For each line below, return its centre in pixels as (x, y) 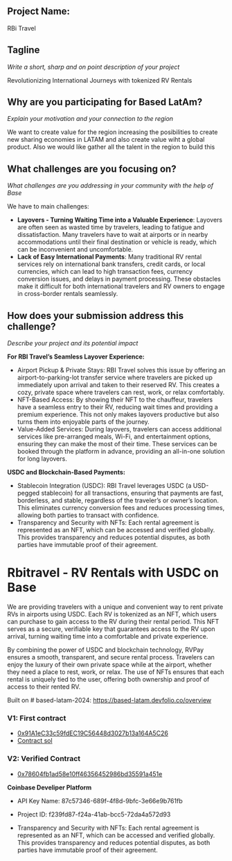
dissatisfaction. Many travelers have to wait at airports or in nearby (113, 235)
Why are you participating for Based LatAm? (105, 102)
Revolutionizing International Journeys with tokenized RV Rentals (100, 80)
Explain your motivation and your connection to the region (90, 119)
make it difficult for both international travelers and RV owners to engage (121, 286)
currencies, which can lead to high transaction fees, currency (105, 272)
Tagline (24, 50)
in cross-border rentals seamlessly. (68, 294)
